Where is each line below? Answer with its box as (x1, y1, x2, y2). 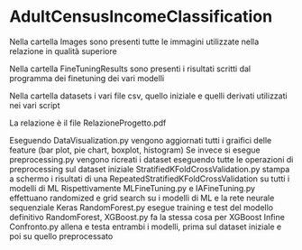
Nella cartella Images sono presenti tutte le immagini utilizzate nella (9, 36, 260, 47)
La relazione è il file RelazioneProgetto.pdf (9, 117, 167, 128)
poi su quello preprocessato (9, 230, 114, 241)
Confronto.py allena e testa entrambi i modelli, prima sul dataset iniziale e (9, 221, 282, 232)
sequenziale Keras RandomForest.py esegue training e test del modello (9, 201, 273, 213)
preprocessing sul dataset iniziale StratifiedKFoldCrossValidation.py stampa (9, 163, 290, 174)
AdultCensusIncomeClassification (9, 6, 273, 27)
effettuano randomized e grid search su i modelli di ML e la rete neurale (9, 192, 275, 203)
